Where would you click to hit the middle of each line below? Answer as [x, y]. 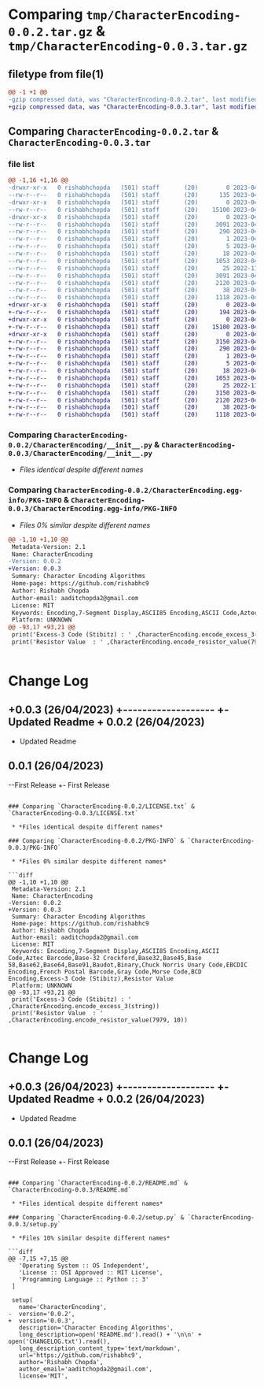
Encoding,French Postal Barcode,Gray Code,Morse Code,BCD [105, 972]
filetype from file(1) [56, 74]
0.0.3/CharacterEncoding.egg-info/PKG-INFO [93, 509]
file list [22, 164]
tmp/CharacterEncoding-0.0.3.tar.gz [128, 47]
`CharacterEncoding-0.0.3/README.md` [70, 1190]
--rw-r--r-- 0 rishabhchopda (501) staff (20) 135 [119, 195]
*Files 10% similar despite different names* [94, 1238]
